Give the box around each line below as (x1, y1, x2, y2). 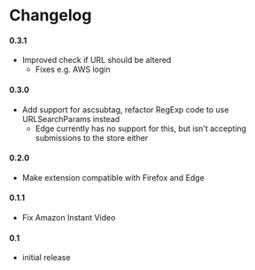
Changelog (9, 5, 92, 26)
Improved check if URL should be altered (21, 55, 172, 66)
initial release (21, 252, 71, 263)
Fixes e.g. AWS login (35, 64, 111, 75)
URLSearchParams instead (21, 113, 120, 124)
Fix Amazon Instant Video (21, 212, 116, 222)
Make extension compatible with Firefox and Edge (21, 172, 205, 182)
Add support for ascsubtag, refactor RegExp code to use (21, 104, 229, 115)
